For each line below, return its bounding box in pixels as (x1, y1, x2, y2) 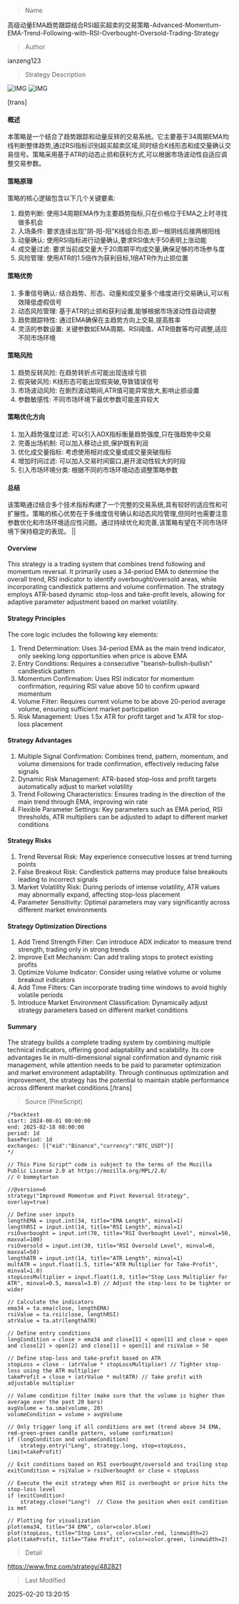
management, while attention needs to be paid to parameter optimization (7, 1061, 221, 1069)
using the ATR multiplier (23, 1367, 101, 1375)
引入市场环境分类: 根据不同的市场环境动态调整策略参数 (17, 465, 178, 474)
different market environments (17, 906, 107, 914)
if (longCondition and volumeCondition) (7, 1436, 130, 1443)
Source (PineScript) (24, 1097, 83, 1106)
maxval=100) (7, 1236, 43, 1244)
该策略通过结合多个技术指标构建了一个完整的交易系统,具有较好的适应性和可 (7, 500, 228, 509)
